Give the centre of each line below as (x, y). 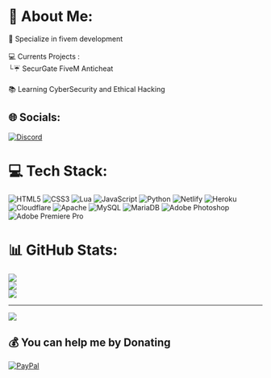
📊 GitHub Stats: (63, 250)
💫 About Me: (51, 17)
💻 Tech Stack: (58, 170)
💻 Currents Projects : (44, 56)
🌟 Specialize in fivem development (66, 39)
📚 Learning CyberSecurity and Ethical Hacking (87, 89)
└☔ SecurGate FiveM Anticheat (61, 69)
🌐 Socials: (35, 117)
